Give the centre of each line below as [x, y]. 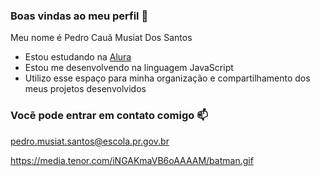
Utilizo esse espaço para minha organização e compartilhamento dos [167, 78]
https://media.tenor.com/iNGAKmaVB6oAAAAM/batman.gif [132, 160]
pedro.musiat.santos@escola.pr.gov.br [90, 141]
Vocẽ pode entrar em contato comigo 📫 [109, 116]
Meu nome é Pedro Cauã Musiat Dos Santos [101, 38]
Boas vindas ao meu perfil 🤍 [79, 16]
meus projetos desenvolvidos [85, 89]
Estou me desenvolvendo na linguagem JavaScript [129, 68]
